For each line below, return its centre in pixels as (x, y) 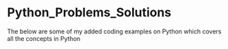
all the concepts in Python (44, 38)
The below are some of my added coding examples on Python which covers (114, 31)
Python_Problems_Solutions (89, 13)
